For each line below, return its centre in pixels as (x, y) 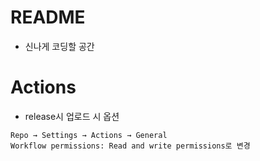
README (48, 17)
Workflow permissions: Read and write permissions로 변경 (130, 146)
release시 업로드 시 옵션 (72, 116)
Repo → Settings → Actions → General (89, 135)
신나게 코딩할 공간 (59, 46)
